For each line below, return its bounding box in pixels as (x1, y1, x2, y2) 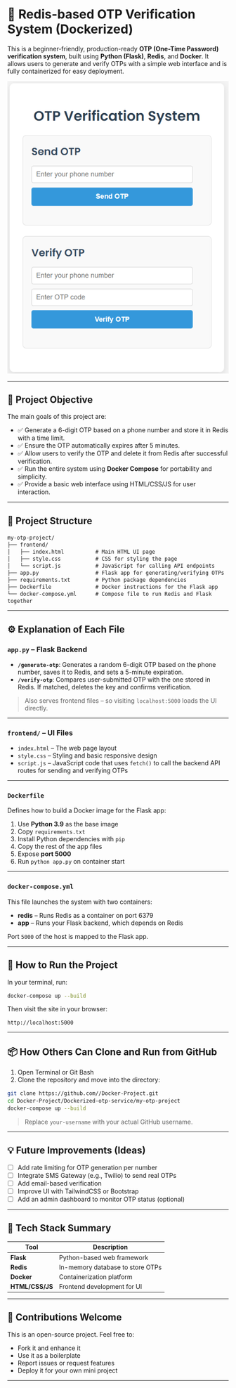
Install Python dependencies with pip (17, 835, 125, 843)
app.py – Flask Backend (7, 644, 88, 654)
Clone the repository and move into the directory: (17, 1075, 160, 1084)
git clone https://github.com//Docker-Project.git (7, 1090, 159, 1097)
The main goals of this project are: (7, 413, 107, 421)
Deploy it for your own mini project (17, 1366, 118, 1375)
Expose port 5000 (17, 850, 72, 858)
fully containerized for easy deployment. (7, 67, 124, 75)
